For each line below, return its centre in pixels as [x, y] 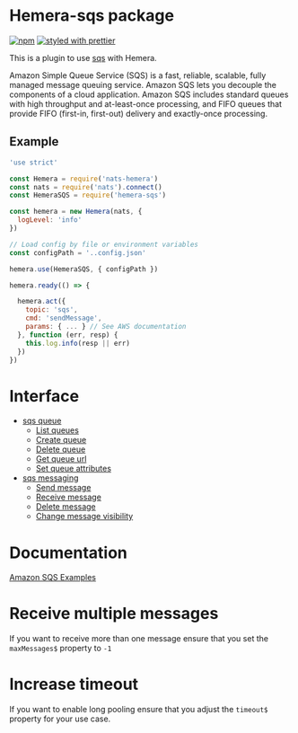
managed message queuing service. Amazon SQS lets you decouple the [143, 84]
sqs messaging [50, 478]
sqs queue [42, 421]
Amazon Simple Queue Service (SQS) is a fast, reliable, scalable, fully [138, 75]
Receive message [68, 497]
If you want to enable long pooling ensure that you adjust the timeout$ [139, 710]
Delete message [66, 507]
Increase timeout [74, 684]
